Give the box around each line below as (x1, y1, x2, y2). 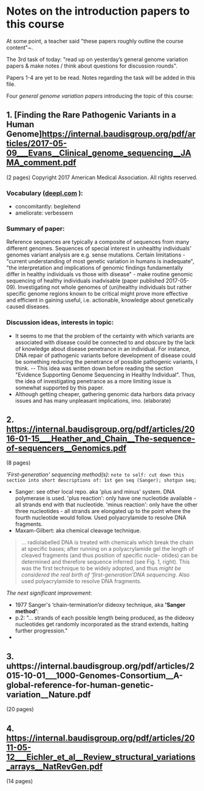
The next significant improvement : (6, 589, 92, 597)
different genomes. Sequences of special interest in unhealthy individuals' (6, 245, 192, 252)
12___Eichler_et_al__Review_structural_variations (6, 751, 196, 762)
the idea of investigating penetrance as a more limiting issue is (15, 377, 172, 385)
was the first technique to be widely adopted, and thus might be (21, 565, 182, 572)
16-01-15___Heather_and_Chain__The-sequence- (6, 434, 195, 444)
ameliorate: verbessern (15, 209, 73, 217)
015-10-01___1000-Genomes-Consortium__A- (6, 670, 183, 681)
